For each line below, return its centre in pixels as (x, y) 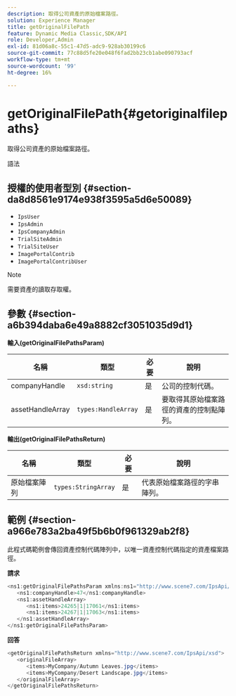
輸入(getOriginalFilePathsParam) (56, 343)
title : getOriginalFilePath (48, 27)
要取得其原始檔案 (190, 399)
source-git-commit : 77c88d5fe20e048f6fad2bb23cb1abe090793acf (100, 53)
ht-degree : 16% (29, 72)
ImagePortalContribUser (52, 262)
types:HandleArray (107, 410)
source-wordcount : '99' (42, 66)
